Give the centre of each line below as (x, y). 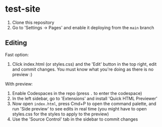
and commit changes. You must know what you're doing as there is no (83, 69)
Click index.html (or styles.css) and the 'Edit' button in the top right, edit (84, 64)
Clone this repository (33, 22)
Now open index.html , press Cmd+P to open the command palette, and (84, 104)
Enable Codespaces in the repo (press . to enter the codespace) (77, 93)
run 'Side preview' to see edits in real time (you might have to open (79, 109)
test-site (23, 9)
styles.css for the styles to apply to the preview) (61, 114)
